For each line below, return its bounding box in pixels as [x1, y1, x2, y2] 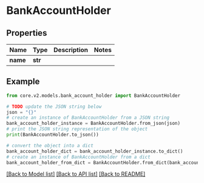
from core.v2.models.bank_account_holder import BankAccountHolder [6, 92, 181, 99]
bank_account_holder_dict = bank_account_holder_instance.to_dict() [6, 148, 183, 155]
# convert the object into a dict [6, 142, 94, 148]
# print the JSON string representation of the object [6, 126, 148, 132]
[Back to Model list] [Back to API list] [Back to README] [6, 170, 146, 178]
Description [53, 46, 88, 54]
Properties [6, 28, 47, 38]
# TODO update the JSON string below [6, 104, 102, 110]
